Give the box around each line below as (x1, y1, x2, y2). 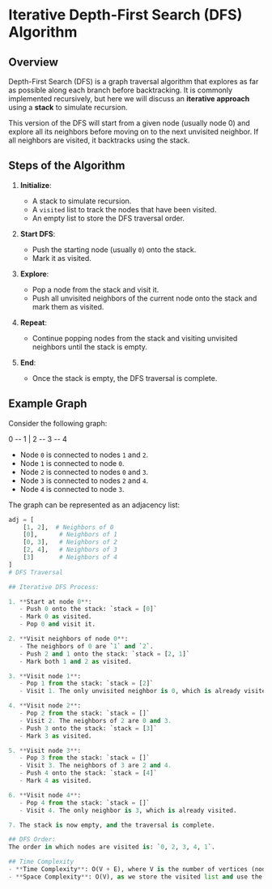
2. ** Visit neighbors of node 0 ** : (8, 635, 129, 643)
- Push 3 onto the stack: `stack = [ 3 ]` (19, 724, 158, 733)
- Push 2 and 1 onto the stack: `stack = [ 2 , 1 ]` (19, 650, 190, 658)
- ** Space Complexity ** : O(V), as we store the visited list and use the (8, 873, 263, 881)
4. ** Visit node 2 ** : (8, 702, 82, 710)
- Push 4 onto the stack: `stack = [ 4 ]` (19, 769, 158, 777)
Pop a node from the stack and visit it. (32, 284, 159, 294)
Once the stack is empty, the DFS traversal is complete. (32, 373, 218, 383)
